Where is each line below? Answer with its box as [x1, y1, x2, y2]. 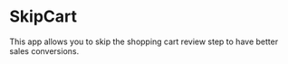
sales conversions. [9, 45, 80, 56]
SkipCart [9, 6, 77, 27]
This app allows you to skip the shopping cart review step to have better [9, 36, 279, 47]
